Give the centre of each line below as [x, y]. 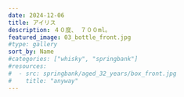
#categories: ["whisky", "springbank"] [73, 59]
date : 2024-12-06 [36, 15]
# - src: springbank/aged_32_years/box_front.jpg [92, 74]
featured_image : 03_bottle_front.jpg [70, 37]
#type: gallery [33, 45]
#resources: [27, 66]
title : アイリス [32, 23]
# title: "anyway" [43, 81]
